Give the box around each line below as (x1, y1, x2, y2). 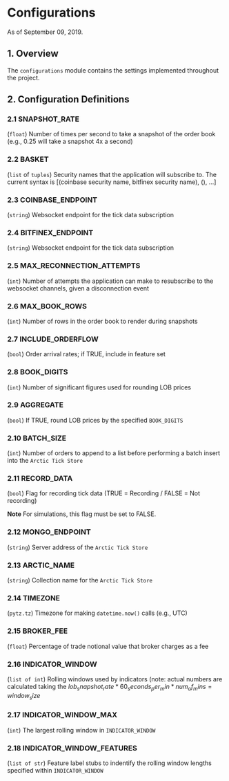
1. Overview (7, 48, 59, 59)
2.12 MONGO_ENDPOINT (7, 527, 91, 537)
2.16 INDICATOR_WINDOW (7, 659, 98, 669)
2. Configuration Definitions (7, 93, 130, 105)
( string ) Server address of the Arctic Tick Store (7, 543, 148, 551)
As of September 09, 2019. (7, 28, 83, 36)
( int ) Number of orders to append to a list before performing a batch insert (7, 449, 221, 457)
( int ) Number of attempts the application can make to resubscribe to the (7, 277, 214, 285)
